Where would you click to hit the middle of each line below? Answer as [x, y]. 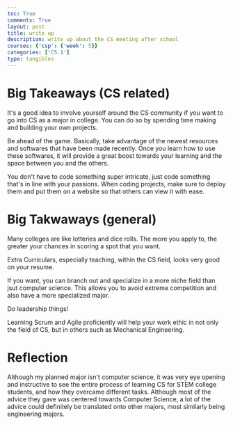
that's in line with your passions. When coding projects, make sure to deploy [116, 184]
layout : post [26, 26]
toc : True [22, 14]
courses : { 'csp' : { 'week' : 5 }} [53, 46]
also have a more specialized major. [58, 295]
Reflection [38, 357]
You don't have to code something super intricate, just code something [109, 176]
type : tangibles [31, 59]
